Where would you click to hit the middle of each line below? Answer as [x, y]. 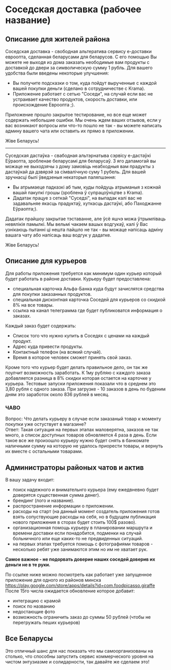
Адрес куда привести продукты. [48, 346]
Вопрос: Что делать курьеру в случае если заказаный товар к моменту [83, 419]
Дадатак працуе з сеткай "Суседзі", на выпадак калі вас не [77, 198]
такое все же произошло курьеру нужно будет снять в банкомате [77, 441]
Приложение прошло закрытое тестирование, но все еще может [76, 114]
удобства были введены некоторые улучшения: [57, 73]
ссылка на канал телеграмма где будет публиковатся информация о [88, 310]
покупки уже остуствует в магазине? [46, 424]
